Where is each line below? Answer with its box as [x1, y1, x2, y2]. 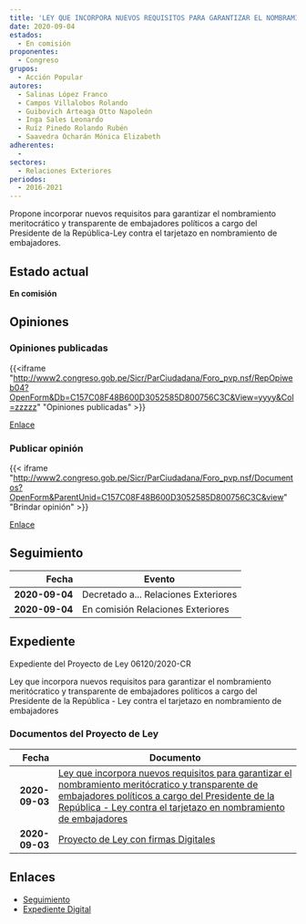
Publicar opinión [9, 442, 84, 455]
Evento [144, 572, 176, 585]
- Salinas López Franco [17, 89, 107, 99]
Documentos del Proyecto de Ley [9, 728, 159, 740]
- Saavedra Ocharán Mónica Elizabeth [17, 132, 161, 142]
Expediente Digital [22, 903, 91, 914]
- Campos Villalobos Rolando [17, 98, 128, 108]
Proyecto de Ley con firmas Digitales [57, 833, 216, 845]
